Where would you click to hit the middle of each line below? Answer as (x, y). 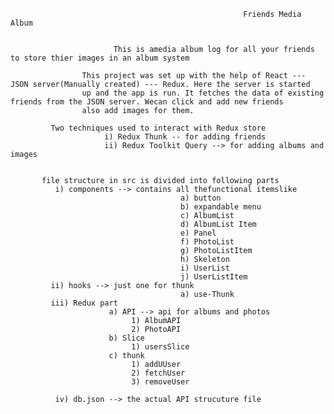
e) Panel (198, 233)
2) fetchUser (158, 373)
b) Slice (126, 338)
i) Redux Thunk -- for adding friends (185, 137)
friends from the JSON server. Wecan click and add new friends (147, 102)
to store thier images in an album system (100, 58)
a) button (201, 198)
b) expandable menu (221, 207)
